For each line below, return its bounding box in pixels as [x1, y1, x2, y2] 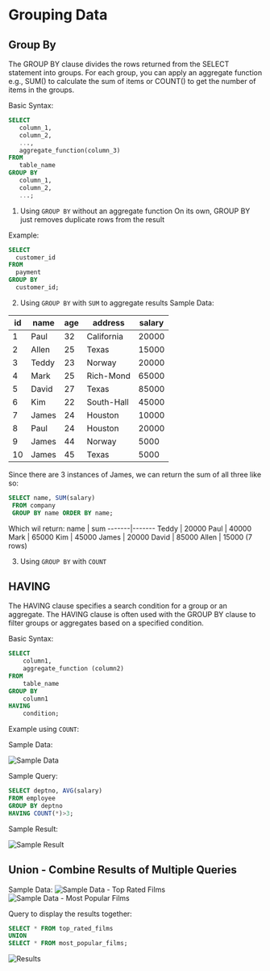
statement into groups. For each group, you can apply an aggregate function [8, 68, 263, 78]
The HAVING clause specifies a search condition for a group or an [8, 601, 227, 611]
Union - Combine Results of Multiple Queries [8, 863, 238, 877]
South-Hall [86, 396, 129, 407]
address [92, 317, 125, 328]
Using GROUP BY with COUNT [19, 556, 107, 566]
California [86, 330, 123, 342]
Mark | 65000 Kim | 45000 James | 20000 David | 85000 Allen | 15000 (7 [8, 532, 252, 542]
